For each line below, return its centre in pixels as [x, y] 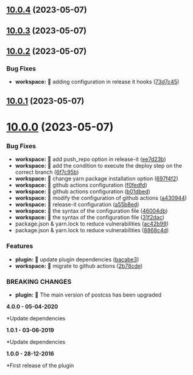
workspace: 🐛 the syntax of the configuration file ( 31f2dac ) [89, 218]
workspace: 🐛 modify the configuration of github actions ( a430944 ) [101, 198]
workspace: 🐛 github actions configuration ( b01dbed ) [82, 191]
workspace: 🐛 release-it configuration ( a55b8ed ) [77, 205]
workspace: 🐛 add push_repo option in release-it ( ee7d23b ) [90, 159]
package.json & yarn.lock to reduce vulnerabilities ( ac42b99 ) [92, 224]
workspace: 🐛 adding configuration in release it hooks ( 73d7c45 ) [97, 82]
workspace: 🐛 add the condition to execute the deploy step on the [99, 166]
